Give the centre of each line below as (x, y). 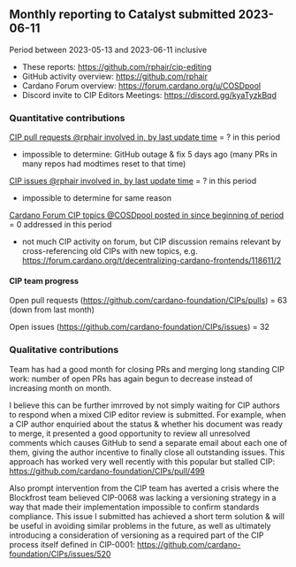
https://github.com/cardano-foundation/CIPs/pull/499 (107, 471)
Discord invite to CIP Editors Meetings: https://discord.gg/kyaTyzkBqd (149, 95)
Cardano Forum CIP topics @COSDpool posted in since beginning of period (147, 215)
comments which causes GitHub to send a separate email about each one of (148, 442)
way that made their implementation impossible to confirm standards (134, 507)
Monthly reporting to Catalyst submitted (122, 15)
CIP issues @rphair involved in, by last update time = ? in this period (133, 181)
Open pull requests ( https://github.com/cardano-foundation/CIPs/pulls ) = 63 (148, 301)
